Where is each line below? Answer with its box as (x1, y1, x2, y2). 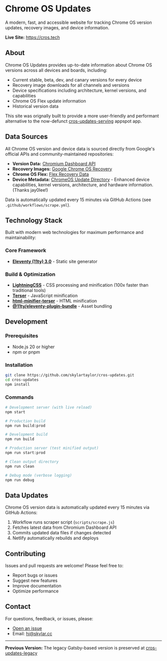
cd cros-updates (5, 377, 39, 382)
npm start (5, 409, 26, 415)
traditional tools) (12, 287, 46, 293)
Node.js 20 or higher (12, 344, 55, 350)
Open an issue (12, 625, 42, 631)
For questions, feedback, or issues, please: (5, 615, 93, 621)
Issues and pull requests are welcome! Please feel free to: (5, 563, 124, 569)
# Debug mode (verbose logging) (5, 473, 72, 478)
